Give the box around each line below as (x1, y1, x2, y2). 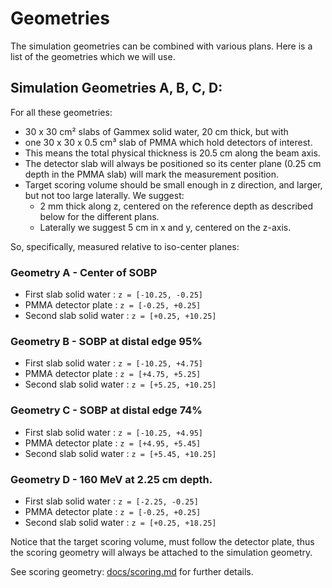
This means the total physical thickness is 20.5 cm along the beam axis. (24, 147, 321, 159)
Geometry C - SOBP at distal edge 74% (10, 403, 203, 417)
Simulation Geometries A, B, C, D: (10, 80, 223, 97)
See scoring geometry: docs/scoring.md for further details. (10, 565, 254, 577)
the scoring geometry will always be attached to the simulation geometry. (10, 546, 313, 558)
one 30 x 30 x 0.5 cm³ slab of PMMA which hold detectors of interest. (24, 136, 313, 148)
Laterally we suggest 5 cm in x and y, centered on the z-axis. (39, 221, 292, 233)
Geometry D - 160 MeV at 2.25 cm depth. (10, 472, 213, 486)
